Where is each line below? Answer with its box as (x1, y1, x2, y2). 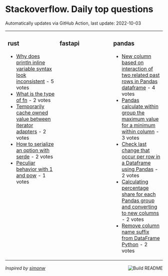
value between (16, 115, 51, 122)
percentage (121, 184, 149, 191)
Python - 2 (121, 241, 148, 248)
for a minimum (121, 121, 156, 128)
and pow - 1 (16, 172, 46, 179)
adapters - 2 (16, 128, 46, 135)
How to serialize (16, 141, 54, 148)
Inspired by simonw (5, 265, 46, 271)
